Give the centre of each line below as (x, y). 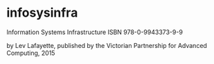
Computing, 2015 (31, 53)
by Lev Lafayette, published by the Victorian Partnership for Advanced (107, 45)
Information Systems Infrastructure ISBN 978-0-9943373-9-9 (95, 32)
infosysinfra (42, 13)
